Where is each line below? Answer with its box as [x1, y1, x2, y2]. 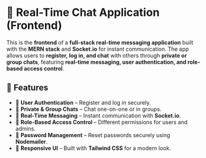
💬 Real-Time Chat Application [6, 6, 160, 20]
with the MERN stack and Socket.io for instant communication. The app [6, 45, 189, 53]
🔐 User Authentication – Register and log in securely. [15, 99, 151, 106]
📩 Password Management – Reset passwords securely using [15, 131, 170, 138]
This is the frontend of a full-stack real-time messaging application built [6, 39, 194, 46]
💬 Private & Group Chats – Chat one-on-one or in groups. [15, 105, 162, 113]
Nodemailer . [15, 138, 48, 145]
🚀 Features [6, 83, 49, 93]
